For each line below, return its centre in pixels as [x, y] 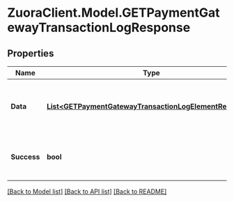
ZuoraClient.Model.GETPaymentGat [114, 13]
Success [25, 157]
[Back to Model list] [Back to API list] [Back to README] [87, 192]
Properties [31, 53]
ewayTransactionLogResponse [99, 28]
